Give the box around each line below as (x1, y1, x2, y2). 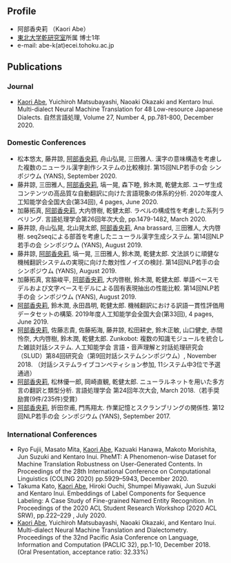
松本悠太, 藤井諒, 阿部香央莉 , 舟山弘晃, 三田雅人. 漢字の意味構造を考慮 (17, 155, 216, 163)
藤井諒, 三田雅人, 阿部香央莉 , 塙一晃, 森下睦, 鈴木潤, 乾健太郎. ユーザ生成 (17, 180, 223, 188)
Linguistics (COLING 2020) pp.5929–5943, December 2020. (17, 475, 189, 483)
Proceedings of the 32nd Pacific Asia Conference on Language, (17, 533, 199, 542)
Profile (7, 6, 37, 17)
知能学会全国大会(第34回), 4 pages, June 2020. (23, 197, 159, 206)
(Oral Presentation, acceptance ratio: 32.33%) (17, 548, 149, 556)
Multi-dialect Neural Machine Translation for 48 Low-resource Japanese (17, 105, 223, 113)
